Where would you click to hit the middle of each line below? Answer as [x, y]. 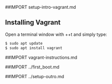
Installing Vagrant [33, 22]
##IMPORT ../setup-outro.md [35, 76]
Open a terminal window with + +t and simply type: [56, 34]
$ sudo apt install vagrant [34, 48]
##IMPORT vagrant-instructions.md [41, 57]
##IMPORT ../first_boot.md [32, 67]
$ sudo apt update [24, 43]
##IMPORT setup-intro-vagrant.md [41, 7]
